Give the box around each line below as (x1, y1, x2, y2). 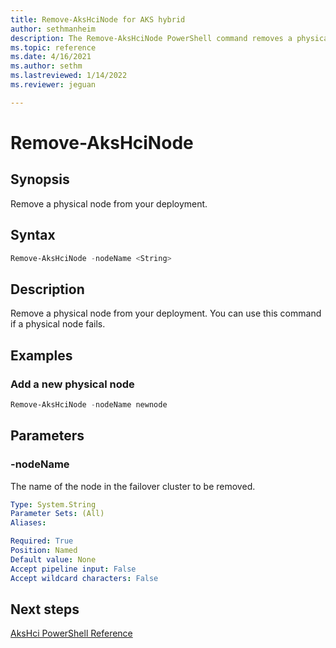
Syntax (10, 227, 56, 244)
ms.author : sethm (10, 61, 83, 71)
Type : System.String (10, 499, 97, 510)
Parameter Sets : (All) (10, 509, 105, 519)
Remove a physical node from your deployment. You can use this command (10, 307, 322, 320)
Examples (10, 347, 73, 364)
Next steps (10, 601, 80, 618)
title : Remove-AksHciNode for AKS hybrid (10, 14, 186, 25)
